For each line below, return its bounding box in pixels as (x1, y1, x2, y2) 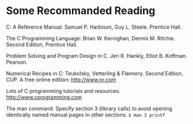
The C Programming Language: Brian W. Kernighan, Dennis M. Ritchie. (6, 35, 175, 42)
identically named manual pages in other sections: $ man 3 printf (6, 111, 166, 118)
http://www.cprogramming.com (6, 94, 82, 101)
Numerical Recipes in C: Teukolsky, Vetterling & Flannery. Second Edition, (6, 70, 184, 77)
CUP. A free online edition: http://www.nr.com (6, 76, 116, 83)
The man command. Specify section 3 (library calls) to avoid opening (6, 105, 173, 112)
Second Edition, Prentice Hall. (6, 41, 78, 48)
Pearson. (6, 58, 28, 66)
